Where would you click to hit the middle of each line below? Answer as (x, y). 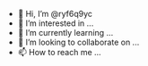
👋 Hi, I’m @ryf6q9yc (55, 14)
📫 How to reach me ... (59, 52)
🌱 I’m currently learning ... (65, 33)
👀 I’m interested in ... (56, 23)
